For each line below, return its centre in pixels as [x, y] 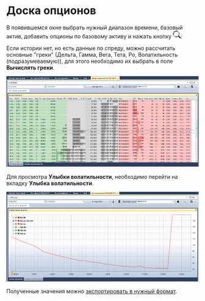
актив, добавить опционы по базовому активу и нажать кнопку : [94, 36]
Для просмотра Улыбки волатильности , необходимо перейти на [92, 177]
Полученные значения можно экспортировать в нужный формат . [92, 291]
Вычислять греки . [31, 67]
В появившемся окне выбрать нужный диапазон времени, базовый [95, 27]
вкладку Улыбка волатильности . [50, 183]
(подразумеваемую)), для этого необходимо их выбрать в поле [90, 61]
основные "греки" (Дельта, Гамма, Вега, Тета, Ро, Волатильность [92, 54]
